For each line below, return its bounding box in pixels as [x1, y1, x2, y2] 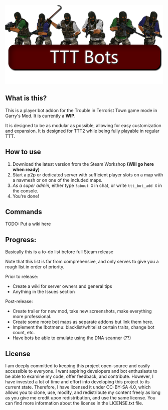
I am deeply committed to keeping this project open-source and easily [5, 363, 150, 369]
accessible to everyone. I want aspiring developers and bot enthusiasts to [5, 368, 157, 374]
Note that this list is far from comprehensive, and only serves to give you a [5, 259, 159, 265]
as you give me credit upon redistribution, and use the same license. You [5, 395, 155, 401]
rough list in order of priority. [5, 264, 65, 270]
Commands [5, 208, 43, 216]
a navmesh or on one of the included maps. [12, 177, 103, 183]
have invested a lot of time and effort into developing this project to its [5, 379, 150, 385]
